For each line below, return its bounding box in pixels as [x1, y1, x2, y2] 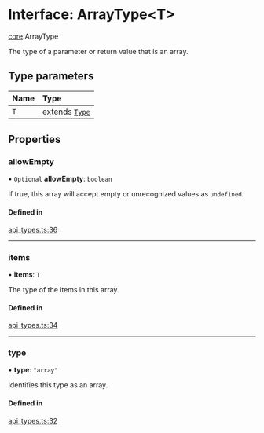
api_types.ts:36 [8, 225, 58, 234]
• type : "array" [8, 365, 58, 375]
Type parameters [8, 69, 94, 83]
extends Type [42, 106, 90, 117]
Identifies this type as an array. [8, 380, 108, 390]
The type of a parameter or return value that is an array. [8, 46, 189, 56]
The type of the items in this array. [8, 284, 119, 294]
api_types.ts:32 [8, 416, 58, 425]
